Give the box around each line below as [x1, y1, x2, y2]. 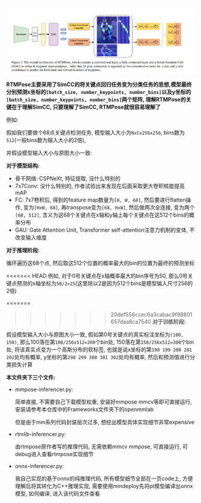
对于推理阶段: [6, 246, 40, 254]
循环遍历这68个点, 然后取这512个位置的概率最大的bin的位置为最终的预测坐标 [6, 259, 195, 267]
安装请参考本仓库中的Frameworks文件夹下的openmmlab [14, 406, 154, 413]
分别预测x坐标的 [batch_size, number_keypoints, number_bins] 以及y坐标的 [6, 88, 191, 95]
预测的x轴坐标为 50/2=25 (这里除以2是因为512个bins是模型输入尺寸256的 [16, 279, 193, 287]
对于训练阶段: [152, 318, 186, 325]
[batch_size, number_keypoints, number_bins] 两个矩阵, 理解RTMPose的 [6, 96, 186, 103]
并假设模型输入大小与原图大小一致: [6, 149, 92, 156]
